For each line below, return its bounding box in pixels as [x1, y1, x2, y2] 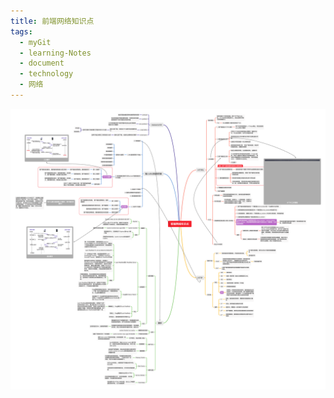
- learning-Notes [19, 48, 92, 58]
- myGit [19, 37, 52, 47]
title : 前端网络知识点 [10, 16, 95, 26]
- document [19, 58, 65, 69]
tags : [10, 26, 33, 37]
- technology [19, 69, 74, 79]
